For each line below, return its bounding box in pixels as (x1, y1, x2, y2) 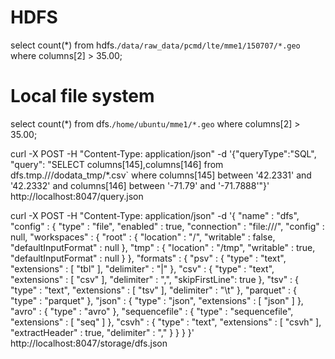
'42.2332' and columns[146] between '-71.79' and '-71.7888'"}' (10, 179, 270, 191)
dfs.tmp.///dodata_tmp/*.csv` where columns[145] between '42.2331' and (10, 169, 312, 181)
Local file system (10, 85, 155, 108)
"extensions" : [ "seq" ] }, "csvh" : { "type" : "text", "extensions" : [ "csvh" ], (10, 316, 322, 328)
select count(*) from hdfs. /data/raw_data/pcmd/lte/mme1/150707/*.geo (10, 39, 301, 51)
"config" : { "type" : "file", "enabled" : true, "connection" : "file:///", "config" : (10, 220, 325, 232)
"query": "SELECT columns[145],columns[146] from (10, 158, 224, 170)
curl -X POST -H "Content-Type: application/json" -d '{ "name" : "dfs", (10, 209, 300, 221)
